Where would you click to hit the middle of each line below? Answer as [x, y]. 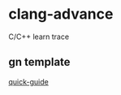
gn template [39, 62]
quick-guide [28, 81]
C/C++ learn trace [39, 37]
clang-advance [61, 14]
